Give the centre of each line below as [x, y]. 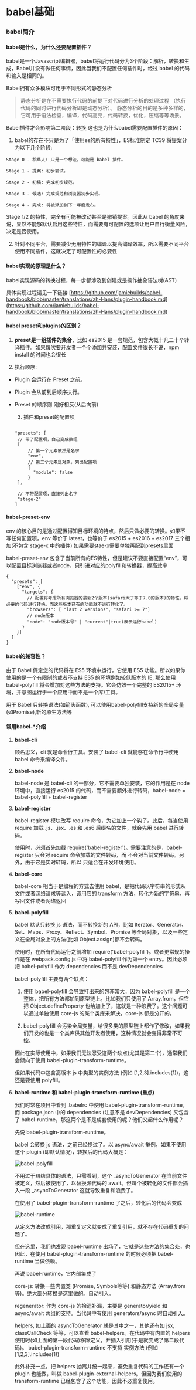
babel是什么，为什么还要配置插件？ [49, 47]
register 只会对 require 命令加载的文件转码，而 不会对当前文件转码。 [97, 855]
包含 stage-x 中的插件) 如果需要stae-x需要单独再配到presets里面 [96, 545]
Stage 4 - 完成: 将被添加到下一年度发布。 [52, 205]
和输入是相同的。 [27, 76]
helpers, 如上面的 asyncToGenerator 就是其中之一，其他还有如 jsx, [94, 1325]
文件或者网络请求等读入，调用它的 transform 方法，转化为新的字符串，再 [102, 894]
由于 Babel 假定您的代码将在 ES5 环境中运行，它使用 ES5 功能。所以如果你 [96, 670]
